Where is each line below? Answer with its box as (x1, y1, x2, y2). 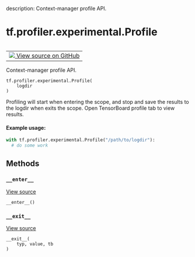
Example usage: (6, 124, 46, 131)
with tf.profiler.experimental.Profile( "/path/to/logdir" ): (6, 137, 156, 143)
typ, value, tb (16, 241, 54, 247)
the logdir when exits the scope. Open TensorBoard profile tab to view (6, 105, 175, 112)
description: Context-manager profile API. (6, 5, 107, 12)
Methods (6, 159, 40, 169)
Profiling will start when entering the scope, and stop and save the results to (6, 98, 189, 105)
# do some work (11, 143, 48, 148)
